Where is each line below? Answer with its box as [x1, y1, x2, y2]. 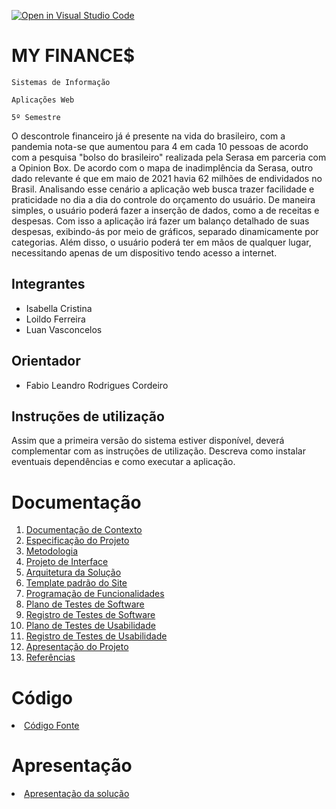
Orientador [11, 353, 81, 370]
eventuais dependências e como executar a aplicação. [11, 456, 236, 468]
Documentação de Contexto [25, 524, 143, 536]
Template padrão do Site [25, 577, 128, 589]
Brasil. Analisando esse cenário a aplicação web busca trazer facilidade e [11, 183, 315, 195]
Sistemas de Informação [11, 77, 111, 87]
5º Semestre [11, 112, 61, 122]
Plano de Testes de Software [25, 598, 145, 610]
